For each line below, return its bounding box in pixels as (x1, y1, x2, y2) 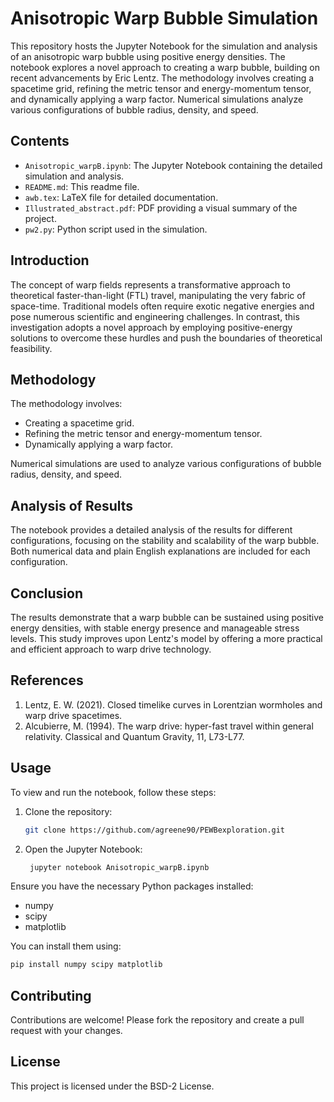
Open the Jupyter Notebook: (24, 843, 143, 855)
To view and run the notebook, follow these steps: (10, 786, 217, 798)
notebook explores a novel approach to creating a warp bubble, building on (10, 61, 320, 73)
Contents (10, 133, 70, 150)
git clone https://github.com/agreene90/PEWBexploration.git (24, 825, 286, 835)
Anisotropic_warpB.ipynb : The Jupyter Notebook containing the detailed (24, 159, 323, 171)
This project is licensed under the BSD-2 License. (10, 1080, 215, 1092)
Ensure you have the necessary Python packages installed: (10, 880, 254, 892)
